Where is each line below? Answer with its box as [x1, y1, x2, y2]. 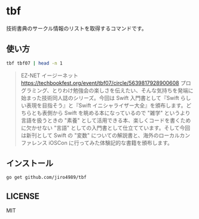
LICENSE [6, 191, 40, 201]
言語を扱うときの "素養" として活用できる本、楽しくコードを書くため [20, 117, 191, 124]
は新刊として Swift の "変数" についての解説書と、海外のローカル [20, 132, 180, 139]
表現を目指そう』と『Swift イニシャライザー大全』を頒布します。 [26, 102, 186, 109]
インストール [6, 159, 54, 169]
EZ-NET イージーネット [20, 72, 79, 79]
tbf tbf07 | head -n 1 [6, 60, 63, 66]
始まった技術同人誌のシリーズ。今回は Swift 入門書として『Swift [20, 94, 179, 101]
